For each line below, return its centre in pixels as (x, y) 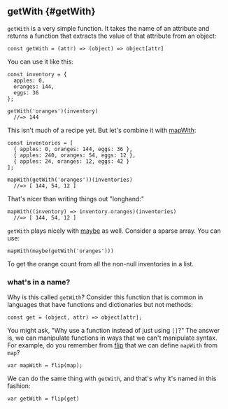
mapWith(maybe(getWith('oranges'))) (60, 251)
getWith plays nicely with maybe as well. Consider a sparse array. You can (114, 231)
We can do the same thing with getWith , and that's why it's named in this (112, 379)
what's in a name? (39, 282)
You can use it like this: (40, 62)
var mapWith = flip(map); (45, 366)
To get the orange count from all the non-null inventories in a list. (101, 264)
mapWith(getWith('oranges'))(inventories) (70, 180)
